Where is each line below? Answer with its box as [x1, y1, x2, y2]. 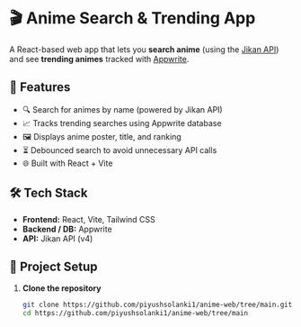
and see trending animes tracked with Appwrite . [9, 53, 190, 64]
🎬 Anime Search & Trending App [9, 8, 256, 29]
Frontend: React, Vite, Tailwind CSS [22, 213, 155, 224]
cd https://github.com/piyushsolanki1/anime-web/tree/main [22, 309, 249, 318]
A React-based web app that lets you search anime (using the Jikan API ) [9, 43, 279, 55]
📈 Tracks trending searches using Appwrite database [22, 117, 222, 128]
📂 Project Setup [9, 259, 98, 274]
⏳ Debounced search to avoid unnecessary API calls [22, 144, 217, 155]
